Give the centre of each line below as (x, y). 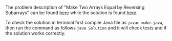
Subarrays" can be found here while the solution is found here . (71, 13)
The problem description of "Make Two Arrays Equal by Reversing (75, 7)
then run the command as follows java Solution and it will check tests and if (86, 28)
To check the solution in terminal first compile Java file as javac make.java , (84, 23)
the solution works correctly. (35, 33)
